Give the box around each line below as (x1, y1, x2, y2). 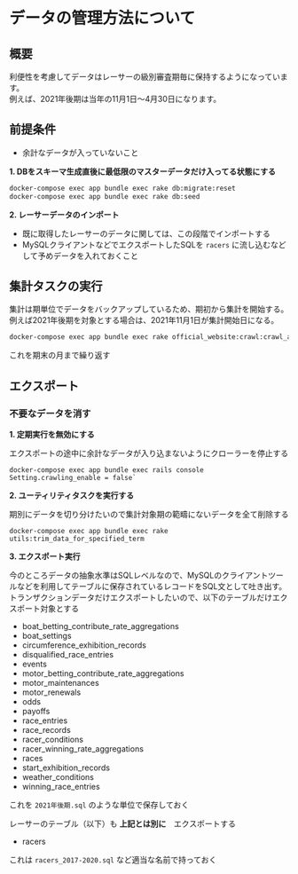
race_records (21, 724, 71, 735)
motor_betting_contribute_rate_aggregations (21, 667, 184, 679)
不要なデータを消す (9, 407, 91, 420)
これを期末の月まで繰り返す (9, 350, 111, 360)
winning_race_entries (21, 781, 100, 791)
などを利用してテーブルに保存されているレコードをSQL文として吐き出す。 (16, 580, 287, 591)
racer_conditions (21, 734, 84, 744)
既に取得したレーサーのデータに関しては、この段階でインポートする (21, 228, 271, 239)
